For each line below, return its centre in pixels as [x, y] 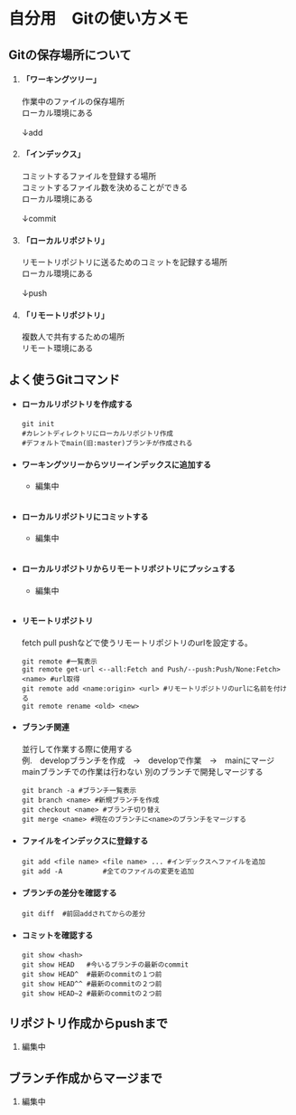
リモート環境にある [57, 348]
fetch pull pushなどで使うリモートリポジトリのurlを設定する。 [137, 643]
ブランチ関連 [45, 727]
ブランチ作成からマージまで [86, 1078]
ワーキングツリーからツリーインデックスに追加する [116, 464]
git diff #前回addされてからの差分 [83, 914]
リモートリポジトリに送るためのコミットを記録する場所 [124, 262]
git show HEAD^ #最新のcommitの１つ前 [92, 974]
